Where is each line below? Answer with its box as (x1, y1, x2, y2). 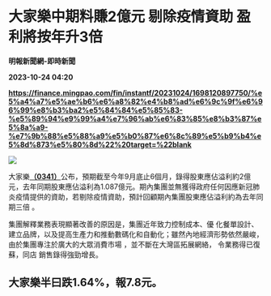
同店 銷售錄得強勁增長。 (22, 249, 103, 260)
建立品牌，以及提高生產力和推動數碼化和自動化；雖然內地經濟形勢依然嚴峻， (8, 229, 264, 239)
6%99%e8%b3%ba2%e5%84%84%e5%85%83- (8, 105, 184, 114)
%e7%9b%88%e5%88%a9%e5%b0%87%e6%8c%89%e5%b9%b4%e (8, 131, 261, 140)
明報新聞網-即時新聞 (8, 56, 76, 66)
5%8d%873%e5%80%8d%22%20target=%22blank (8, 139, 192, 149)
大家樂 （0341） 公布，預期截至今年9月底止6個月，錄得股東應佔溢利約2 (8, 171, 244, 181)
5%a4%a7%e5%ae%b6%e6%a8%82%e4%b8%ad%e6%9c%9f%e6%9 (8, 97, 263, 106)
